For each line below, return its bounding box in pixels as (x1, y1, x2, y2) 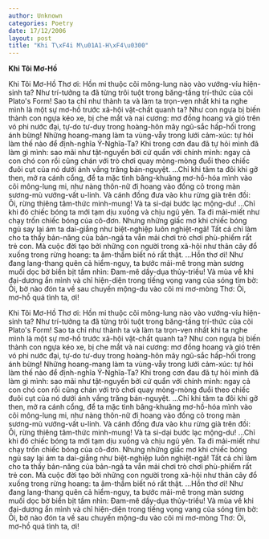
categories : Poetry (8, 19, 74, 27)
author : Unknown (8, 11, 63, 20)
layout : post (8, 34, 52, 43)
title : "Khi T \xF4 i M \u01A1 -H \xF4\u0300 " (8, 42, 149, 50)
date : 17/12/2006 (8, 27, 67, 35)
